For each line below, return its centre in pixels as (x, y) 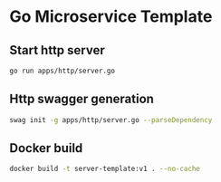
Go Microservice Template (111, 17)
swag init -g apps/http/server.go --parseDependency (111, 120)
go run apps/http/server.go (62, 71)
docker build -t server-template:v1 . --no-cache (105, 169)
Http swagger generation (82, 99)
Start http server (58, 50)
